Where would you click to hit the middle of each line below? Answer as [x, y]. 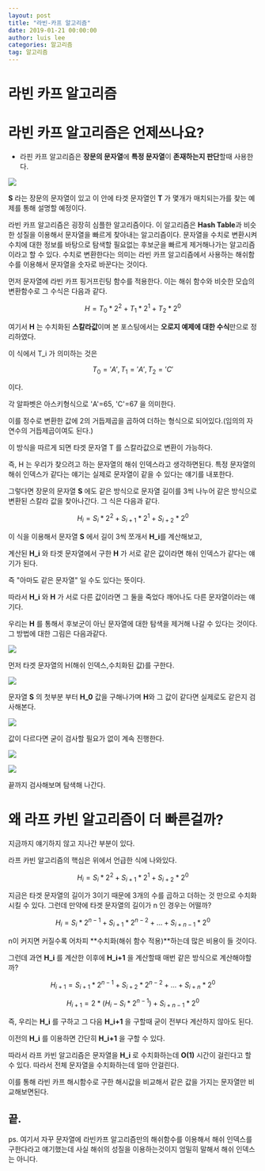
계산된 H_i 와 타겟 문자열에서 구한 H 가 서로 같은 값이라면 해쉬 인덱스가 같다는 [128, 553]
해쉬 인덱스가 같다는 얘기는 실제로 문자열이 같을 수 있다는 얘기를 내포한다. [121, 474]
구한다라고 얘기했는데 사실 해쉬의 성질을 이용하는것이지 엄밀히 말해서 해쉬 [121, 1150]
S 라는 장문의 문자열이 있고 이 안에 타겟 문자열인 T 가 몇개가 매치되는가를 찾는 [127, 198]
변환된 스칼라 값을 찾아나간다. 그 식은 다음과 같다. [84, 501]
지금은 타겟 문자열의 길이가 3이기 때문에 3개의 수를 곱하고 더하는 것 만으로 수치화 [132, 895]
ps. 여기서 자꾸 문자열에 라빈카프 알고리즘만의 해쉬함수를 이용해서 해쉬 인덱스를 [131, 1139]
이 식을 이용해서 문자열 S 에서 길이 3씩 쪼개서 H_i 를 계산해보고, [105, 536]
